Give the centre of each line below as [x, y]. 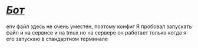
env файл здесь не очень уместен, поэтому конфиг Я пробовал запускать [99, 26]
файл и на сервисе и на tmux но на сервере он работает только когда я [96, 32]
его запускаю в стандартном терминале [57, 39]
